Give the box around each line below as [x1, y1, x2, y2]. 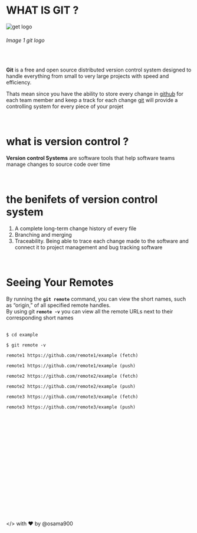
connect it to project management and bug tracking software [14, 244, 163, 251]
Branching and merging [14, 231, 72, 238]
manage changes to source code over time [6, 161, 110, 168]
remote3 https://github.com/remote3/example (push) [6, 404, 136, 410]
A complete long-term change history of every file [14, 225, 137, 232]
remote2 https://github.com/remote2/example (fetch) [6, 373, 139, 379]
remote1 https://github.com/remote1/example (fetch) [6, 352, 139, 358]
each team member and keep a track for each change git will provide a [6, 97, 178, 104]
